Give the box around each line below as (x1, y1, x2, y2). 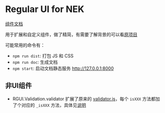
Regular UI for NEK (5, 4, 85, 15)
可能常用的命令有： (5, 42, 45, 48)
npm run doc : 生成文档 (12, 59, 58, 65)
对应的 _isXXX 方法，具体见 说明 (21, 102, 87, 108)
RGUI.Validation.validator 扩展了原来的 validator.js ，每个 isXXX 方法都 (12, 95, 156, 101)
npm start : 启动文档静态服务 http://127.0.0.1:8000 (12, 65, 114, 71)
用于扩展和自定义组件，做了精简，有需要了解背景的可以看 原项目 (5, 31, 137, 37)
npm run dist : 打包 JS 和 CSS (12, 53, 74, 59)
